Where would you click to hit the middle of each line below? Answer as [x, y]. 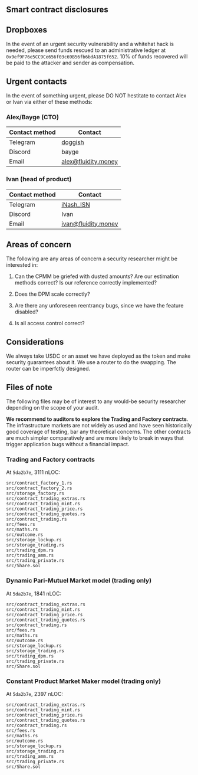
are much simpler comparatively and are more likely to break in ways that [95, 438]
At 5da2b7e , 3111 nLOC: [33, 472]
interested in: [22, 265]
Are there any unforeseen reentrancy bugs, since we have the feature [99, 306]
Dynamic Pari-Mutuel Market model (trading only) [79, 581]
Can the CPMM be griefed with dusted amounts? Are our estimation [97, 276]
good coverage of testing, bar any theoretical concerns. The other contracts [99, 432]
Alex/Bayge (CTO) [32, 117]
